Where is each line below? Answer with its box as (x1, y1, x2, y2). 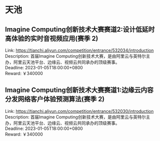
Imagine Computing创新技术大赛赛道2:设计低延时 (5, 25, 155, 33)
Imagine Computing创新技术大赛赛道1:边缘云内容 (5, 86, 154, 94)
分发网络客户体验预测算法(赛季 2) (5, 95, 105, 103)
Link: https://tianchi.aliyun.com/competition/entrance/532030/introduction (5, 108, 154, 114)
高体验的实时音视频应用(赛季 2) (5, 34, 98, 43)
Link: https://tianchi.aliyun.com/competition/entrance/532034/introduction (5, 47, 154, 53)
